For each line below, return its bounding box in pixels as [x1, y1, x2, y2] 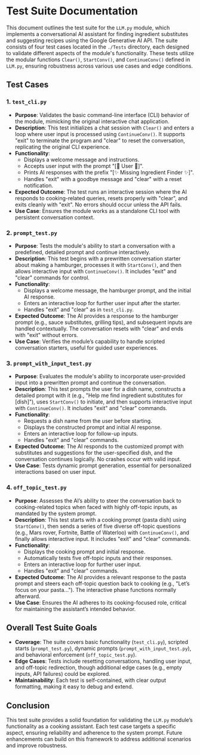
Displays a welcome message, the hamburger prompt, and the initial [23, 287, 191, 294]
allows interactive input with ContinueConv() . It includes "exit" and [14, 267, 177, 275]
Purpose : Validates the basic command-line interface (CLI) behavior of [14, 111, 190, 118]
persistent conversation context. [14, 213, 95, 221]
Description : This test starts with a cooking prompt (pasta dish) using [14, 516, 187, 523]
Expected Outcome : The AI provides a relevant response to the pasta [14, 573, 186, 580]
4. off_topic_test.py [6, 483, 67, 492]
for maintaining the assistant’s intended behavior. [14, 605, 136, 612]
